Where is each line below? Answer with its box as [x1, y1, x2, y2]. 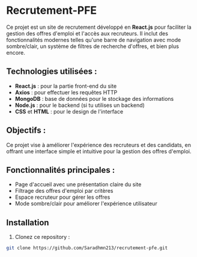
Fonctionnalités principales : [6, 165, 115, 175]
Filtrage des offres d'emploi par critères [14, 187, 114, 195]
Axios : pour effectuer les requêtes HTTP [14, 88, 118, 96]
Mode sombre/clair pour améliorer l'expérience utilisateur [14, 200, 157, 207]
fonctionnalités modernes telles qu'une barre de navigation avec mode [6, 36, 181, 43]
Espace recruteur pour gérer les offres [14, 193, 111, 201]
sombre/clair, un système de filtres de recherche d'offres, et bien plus [6, 43, 179, 50]
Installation [6, 217, 49, 228]
